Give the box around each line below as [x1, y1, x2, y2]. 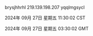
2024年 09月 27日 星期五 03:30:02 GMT [5, 25, 89, 31]
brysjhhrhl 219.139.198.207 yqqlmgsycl [5, 5, 85, 10]
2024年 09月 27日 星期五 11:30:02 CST [5, 15, 85, 21]
